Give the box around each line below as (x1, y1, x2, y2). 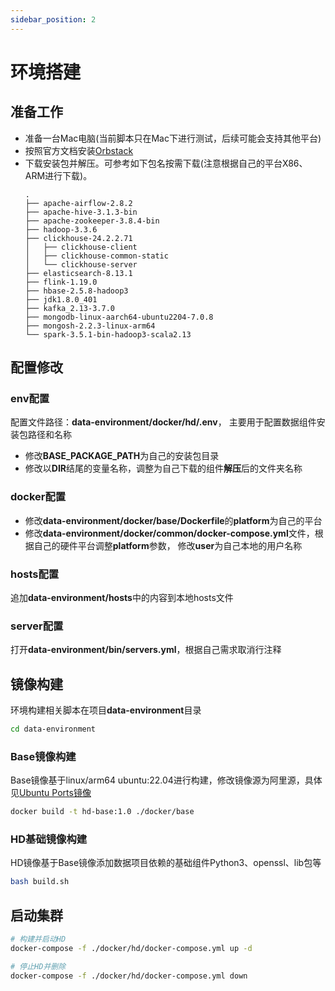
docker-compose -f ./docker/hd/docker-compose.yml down (10, 971, 248, 981)
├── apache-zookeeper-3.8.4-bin (24, 216, 160, 226)
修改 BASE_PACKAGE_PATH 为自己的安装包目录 (24, 450, 220, 462)
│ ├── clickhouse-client (24, 242, 138, 252)
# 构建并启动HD (10, 934, 67, 945)
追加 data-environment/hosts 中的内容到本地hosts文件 (10, 591, 234, 603)
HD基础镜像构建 (10, 832, 88, 846)
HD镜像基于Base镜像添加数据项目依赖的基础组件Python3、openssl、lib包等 (10, 857, 322, 869)
